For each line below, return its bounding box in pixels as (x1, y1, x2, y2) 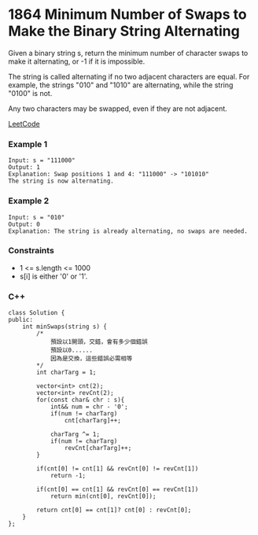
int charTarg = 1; (36, 368, 97, 377)
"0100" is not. (8, 88, 53, 98)
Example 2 (8, 195, 50, 206)
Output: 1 (8, 164, 41, 172)
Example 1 (8, 138, 48, 149)
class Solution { (8, 309, 65, 317)
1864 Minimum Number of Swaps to (8, 6, 247, 24)
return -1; (50, 472, 87, 480)
